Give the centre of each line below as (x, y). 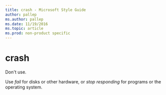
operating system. (24, 87)
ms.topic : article (24, 29)
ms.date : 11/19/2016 (27, 24)
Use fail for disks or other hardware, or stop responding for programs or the (83, 81)
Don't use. (16, 72)
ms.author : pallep (24, 19)
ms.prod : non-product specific (38, 33)
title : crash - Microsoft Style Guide (45, 10)
